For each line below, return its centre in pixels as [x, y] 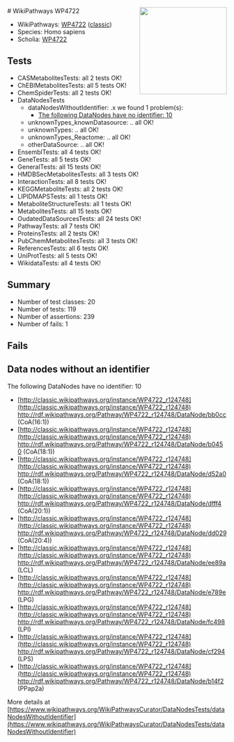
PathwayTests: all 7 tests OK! [59, 226]
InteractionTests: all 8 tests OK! [62, 181]
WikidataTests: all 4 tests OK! [59, 263]
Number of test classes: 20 [56, 302]
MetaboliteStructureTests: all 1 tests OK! [74, 203]
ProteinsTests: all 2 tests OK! [58, 233]
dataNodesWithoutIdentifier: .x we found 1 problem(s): [105, 107]
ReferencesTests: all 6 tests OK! [63, 248]
